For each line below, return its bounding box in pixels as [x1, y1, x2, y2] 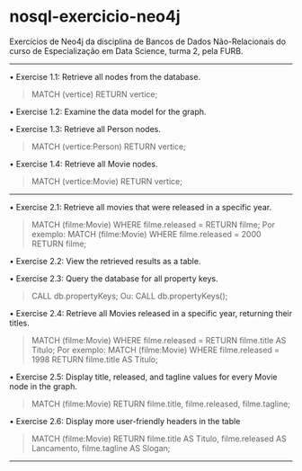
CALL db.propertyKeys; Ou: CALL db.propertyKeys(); [31, 290, 228, 301]
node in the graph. [9, 380, 78, 392]
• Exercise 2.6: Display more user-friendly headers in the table [9, 415, 241, 426]
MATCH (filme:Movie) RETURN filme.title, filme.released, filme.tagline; [31, 398, 290, 409]
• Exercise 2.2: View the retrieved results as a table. [9, 255, 201, 266]
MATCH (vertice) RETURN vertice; [31, 88, 158, 100]
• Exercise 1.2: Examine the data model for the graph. [9, 106, 207, 117]
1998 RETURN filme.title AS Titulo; [31, 353, 159, 365]
